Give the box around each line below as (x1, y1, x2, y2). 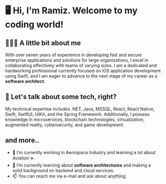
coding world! (5, 19, 63, 30)
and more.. (5, 136, 40, 145)
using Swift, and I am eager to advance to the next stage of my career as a (5, 73, 158, 79)
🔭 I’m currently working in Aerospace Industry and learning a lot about (12, 149, 156, 155)
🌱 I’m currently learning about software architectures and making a (12, 162, 151, 168)
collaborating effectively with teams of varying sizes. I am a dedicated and (5, 63, 157, 68)
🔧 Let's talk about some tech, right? (5, 92, 117, 101)
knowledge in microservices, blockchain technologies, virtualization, (5, 116, 145, 122)
